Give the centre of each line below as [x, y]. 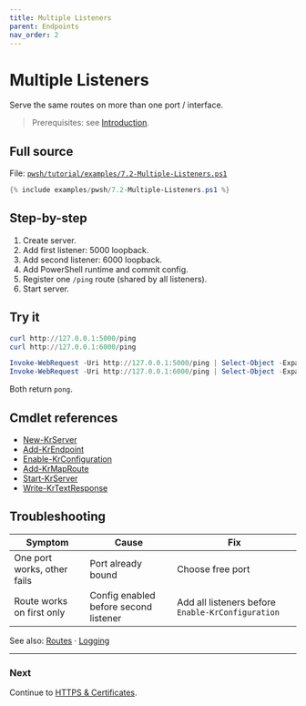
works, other [41, 568]
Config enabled [123, 595]
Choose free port [214, 568]
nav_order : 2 [34, 35]
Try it [25, 317]
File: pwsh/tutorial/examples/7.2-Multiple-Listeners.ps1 [118, 173]
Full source [41, 151]
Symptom [47, 542]
